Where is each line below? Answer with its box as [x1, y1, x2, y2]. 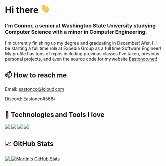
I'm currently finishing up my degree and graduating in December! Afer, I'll [5, 40, 157, 46]
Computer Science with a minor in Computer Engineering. [5, 29, 147, 36]
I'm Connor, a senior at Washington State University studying [5, 22, 156, 29]
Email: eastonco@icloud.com [5, 86, 64, 92]
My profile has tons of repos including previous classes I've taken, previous [5, 50, 160, 56]
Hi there [5, 4, 39, 16]
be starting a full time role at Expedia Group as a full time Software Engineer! [5, 45, 162, 51]
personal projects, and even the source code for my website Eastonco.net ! [5, 56, 158, 62]
